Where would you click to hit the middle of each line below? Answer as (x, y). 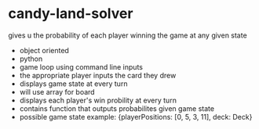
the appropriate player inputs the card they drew (98, 75)
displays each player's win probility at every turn (98, 100)
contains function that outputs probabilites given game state (117, 108)
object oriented (44, 50)
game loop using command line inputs (81, 66)
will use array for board (57, 91)
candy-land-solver (71, 14)
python (31, 59)
